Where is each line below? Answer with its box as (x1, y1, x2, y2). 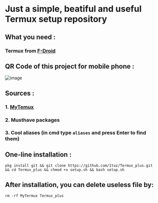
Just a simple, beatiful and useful (5, 3, 142, 14)
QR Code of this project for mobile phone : (5, 62, 135, 71)
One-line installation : (5, 150, 72, 159)
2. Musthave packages (5, 116, 60, 123)
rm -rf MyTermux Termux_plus (5, 193, 64, 199)
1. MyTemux (5, 103, 34, 110)
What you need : (5, 33, 56, 41)
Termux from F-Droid (5, 47, 56, 54)
